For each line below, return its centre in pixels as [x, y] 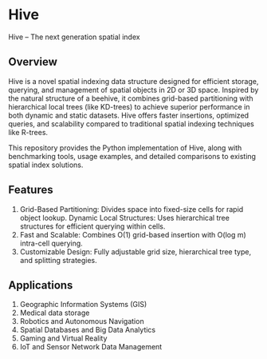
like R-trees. [28, 132]
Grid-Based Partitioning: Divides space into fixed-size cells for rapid [132, 209]
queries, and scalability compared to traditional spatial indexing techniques [132, 124]
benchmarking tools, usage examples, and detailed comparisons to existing [132, 156]
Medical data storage [55, 313]
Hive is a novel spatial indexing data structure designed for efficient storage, [133, 81]
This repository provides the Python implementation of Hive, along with [125, 148]
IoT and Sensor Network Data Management [91, 347]
